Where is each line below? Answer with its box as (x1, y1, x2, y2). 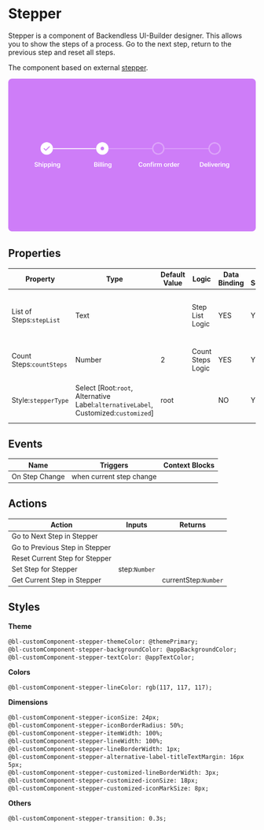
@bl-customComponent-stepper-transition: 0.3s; (8, 814, 167, 822)
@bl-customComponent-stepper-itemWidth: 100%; (8, 729, 163, 737)
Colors (8, 667, 31, 676)
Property (24, 274, 55, 284)
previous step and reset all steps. (8, 47, 115, 57)
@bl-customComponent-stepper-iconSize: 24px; (8, 713, 159, 721)
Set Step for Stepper (11, 564, 78, 574)
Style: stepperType (11, 396, 69, 405)
